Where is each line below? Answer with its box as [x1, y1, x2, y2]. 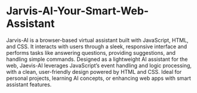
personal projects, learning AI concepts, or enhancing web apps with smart [6, 75, 191, 82]
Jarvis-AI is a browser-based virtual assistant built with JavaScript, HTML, [6, 36, 189, 44]
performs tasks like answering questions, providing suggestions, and [6, 49, 176, 56]
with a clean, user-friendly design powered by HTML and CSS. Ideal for [6, 68, 182, 75]
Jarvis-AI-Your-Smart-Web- [6, 4, 149, 18]
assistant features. [6, 80, 52, 88]
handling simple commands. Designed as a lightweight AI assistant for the [6, 55, 188, 63]
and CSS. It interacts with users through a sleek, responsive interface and [6, 43, 187, 50]
